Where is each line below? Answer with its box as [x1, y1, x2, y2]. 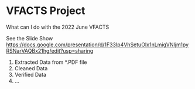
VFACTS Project [6, 4, 85, 18]
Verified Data [14, 71, 47, 78]
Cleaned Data [14, 64, 48, 71]
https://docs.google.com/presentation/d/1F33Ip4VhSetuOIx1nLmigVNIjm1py [6, 41, 189, 48]
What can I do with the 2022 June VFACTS [6, 23, 110, 30]
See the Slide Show [6, 35, 53, 42]
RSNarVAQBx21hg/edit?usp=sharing [6, 47, 94, 54]
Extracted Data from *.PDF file [14, 59, 87, 66]
